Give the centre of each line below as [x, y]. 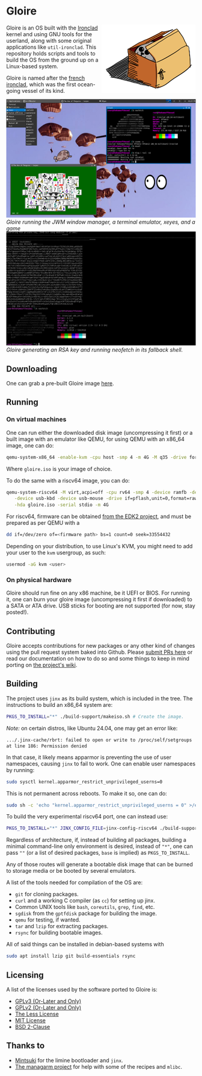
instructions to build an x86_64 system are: [60, 704]
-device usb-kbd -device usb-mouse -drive [68, 499]
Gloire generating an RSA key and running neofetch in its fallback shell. [95, 350]
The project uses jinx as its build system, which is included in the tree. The [99, 698]
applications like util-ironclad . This [51, 47]
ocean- [86, 84]
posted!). [17, 612]
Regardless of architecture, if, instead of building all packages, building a [96, 840]
